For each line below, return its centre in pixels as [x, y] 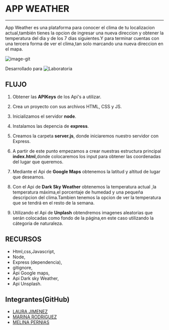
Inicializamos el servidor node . [44, 116]
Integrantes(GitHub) [37, 299]
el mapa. [14, 49]
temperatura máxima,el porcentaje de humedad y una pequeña [78, 192]
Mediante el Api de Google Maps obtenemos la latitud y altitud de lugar [87, 171]
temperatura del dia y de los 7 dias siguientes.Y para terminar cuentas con [82, 38]
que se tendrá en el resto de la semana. [53, 203]
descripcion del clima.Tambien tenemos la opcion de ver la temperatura [87, 197]
